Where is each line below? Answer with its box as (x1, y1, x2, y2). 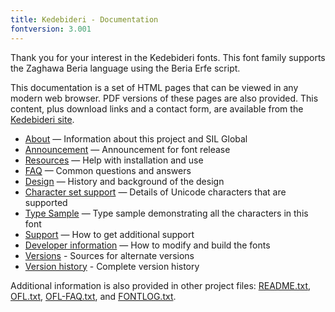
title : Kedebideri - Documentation (10, 14, 159, 25)
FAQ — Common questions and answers (24, 164, 192, 176)
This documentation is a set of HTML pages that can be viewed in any (10, 81, 299, 93)
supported (24, 196, 68, 208)
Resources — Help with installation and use (24, 154, 204, 166)
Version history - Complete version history (24, 260, 200, 272)
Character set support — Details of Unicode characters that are (24, 186, 287, 198)
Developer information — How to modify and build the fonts (24, 239, 271, 251)
